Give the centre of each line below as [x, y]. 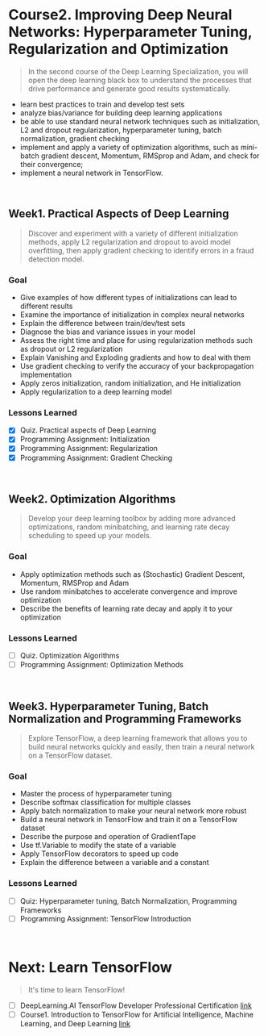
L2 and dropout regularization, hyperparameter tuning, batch [121, 130]
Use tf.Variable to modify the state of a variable [98, 846]
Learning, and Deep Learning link [75, 1023]
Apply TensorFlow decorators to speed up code [99, 854]
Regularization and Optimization [119, 49]
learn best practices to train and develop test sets [102, 104]
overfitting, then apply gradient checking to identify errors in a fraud [141, 250]
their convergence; [52, 164]
